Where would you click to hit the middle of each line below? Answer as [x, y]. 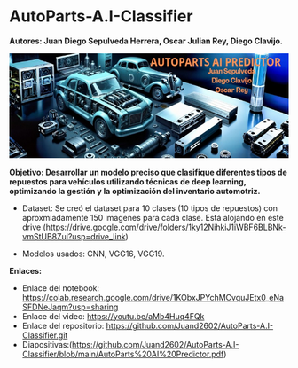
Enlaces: [26, 270]
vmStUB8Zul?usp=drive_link [74, 236]
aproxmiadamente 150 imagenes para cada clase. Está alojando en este [153, 217]
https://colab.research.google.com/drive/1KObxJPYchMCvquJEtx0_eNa [153, 297]
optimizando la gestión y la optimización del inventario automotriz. [135, 191]
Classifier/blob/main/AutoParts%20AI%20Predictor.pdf [123, 354]
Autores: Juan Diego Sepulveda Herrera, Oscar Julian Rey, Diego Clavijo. [146, 41]
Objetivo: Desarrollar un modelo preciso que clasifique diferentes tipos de [149, 172]
